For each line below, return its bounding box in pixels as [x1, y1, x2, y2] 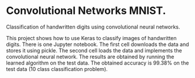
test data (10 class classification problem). [6, 65, 108, 72]
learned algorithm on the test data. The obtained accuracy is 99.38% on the [6, 59, 189, 66]
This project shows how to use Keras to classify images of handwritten [6, 34, 177, 41]
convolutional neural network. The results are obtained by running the [6, 53, 175, 60]
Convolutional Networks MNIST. [6, 4, 166, 17]
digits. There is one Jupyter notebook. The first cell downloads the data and [6, 41, 189, 48]
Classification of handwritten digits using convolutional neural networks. [6, 23, 180, 30]
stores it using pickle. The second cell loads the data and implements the [6, 47, 183, 54]
